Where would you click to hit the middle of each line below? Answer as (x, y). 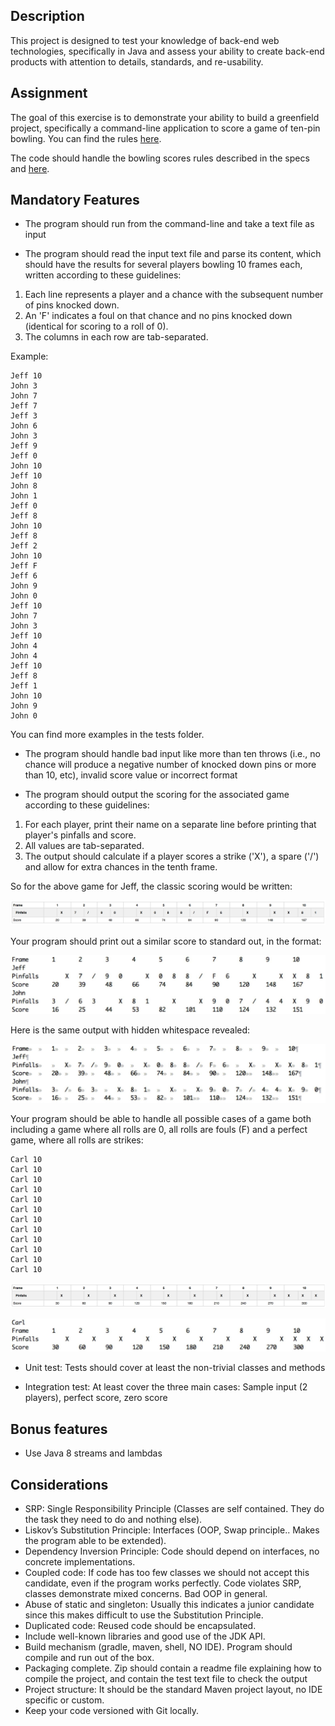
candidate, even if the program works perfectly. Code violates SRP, (163, 1583)
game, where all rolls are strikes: (77, 1140)
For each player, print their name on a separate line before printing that (170, 825)
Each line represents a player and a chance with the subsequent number (174, 295)
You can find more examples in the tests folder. (107, 735)
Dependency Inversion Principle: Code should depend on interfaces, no (172, 1551)
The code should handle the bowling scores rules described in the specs (160, 158)
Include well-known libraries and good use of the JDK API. (145, 1636)
